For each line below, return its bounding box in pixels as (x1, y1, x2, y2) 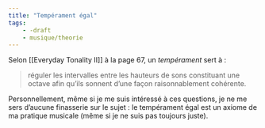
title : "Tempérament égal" (8, 11, 98, 20)
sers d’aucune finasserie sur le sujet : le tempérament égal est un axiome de (8, 103, 258, 112)
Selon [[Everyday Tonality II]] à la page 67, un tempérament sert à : (8, 55, 227, 65)
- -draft (22, 26, 52, 34)
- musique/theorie (22, 33, 83, 42)
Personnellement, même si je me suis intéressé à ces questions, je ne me (8, 94, 248, 104)
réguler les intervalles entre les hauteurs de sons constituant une (27, 70, 240, 80)
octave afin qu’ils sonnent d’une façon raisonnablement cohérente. (27, 79, 247, 88)
